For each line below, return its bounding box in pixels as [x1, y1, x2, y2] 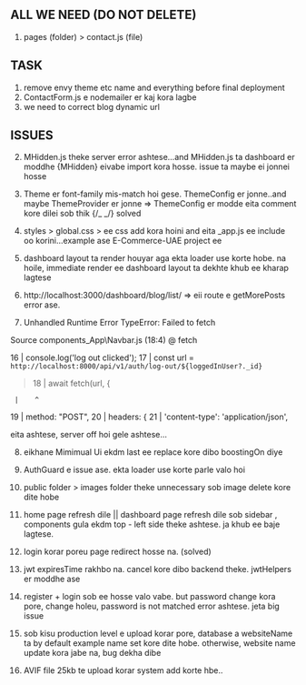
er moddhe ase [23, 573, 81, 585]
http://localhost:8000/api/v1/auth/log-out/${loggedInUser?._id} [10, 362, 262, 371]
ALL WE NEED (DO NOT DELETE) [10, 7, 197, 23]
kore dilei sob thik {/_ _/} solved [23, 208, 142, 219]
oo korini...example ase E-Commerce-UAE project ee [23, 236, 222, 247]
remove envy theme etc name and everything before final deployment [23, 82, 285, 93]
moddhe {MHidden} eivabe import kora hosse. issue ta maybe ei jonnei [23, 161, 290, 172]
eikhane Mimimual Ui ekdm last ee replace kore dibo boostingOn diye [23, 447, 283, 458]
